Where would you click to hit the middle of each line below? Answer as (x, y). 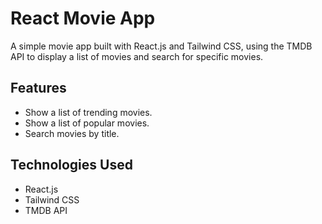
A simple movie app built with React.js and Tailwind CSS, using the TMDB (161, 46)
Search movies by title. (72, 133)
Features (38, 88)
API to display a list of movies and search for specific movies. (137, 56)
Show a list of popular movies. (87, 123)
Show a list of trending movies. (88, 112)
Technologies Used (71, 165)
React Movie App (83, 18)
